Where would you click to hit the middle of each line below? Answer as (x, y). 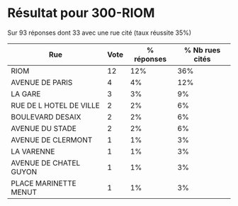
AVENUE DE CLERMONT (52, 139)
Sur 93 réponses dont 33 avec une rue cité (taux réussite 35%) (100, 33)
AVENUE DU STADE (44, 128)
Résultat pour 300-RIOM (81, 13)
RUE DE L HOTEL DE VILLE (56, 105)
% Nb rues (202, 50)
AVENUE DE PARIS (42, 82)
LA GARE (26, 93)
